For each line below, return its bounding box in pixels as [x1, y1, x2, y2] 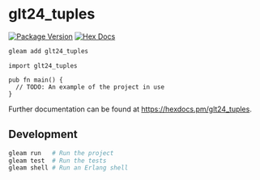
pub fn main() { [8, 76, 63, 84]
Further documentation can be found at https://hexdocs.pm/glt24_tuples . [8, 104, 253, 114]
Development [8, 128, 79, 141]
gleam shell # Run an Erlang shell [8, 164, 129, 172]
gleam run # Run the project [8, 149, 114, 157]
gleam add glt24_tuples [8, 47, 89, 55]
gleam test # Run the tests [8, 157, 107, 165]
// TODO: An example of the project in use [15, 82, 164, 91]
